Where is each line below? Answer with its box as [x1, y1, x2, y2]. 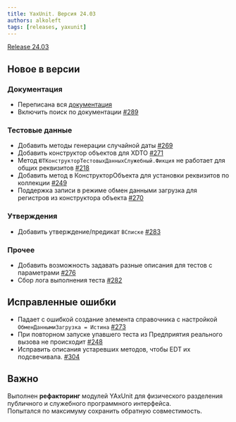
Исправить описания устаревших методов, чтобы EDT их [17, 345, 191, 353]
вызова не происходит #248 [17, 337, 104, 346]
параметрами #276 [17, 268, 76, 277]
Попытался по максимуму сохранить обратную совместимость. [7, 407, 203, 415]
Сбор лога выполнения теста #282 [17, 275, 123, 284]
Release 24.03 [7, 43, 49, 51]
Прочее [7, 244, 35, 254]
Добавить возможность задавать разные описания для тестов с [17, 261, 213, 269]
